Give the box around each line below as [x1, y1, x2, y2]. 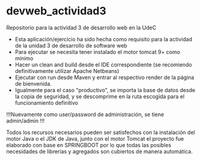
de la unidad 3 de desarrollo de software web [14, 42, 128, 49]
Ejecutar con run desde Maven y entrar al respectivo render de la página [14, 74, 194, 81]
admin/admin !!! [6, 117, 45, 124]
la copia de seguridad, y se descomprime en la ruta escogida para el [14, 93, 185, 100]
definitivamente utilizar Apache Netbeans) [14, 67, 119, 74]
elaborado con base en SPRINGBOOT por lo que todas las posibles [6, 141, 172, 148]
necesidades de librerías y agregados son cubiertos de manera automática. [6, 148, 193, 155]
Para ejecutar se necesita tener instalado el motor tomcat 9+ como [14, 48, 181, 55]
